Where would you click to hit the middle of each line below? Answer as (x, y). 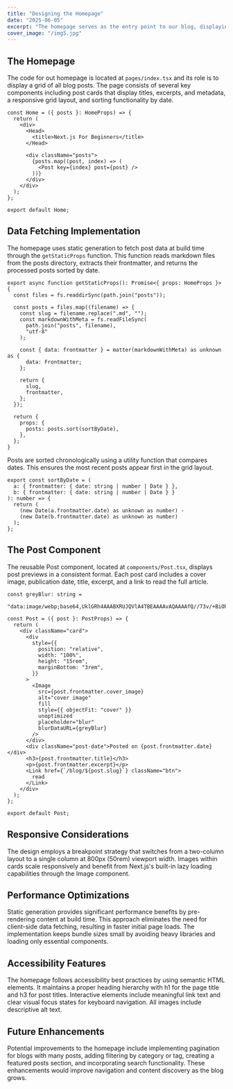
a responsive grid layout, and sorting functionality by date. (90, 100)
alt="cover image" (64, 698)
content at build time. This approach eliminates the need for (122, 919)
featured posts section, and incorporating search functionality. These (106, 1063)
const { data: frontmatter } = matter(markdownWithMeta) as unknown (121, 350)
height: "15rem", (63, 661)
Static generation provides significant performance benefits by (97, 912)
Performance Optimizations (68, 895)
